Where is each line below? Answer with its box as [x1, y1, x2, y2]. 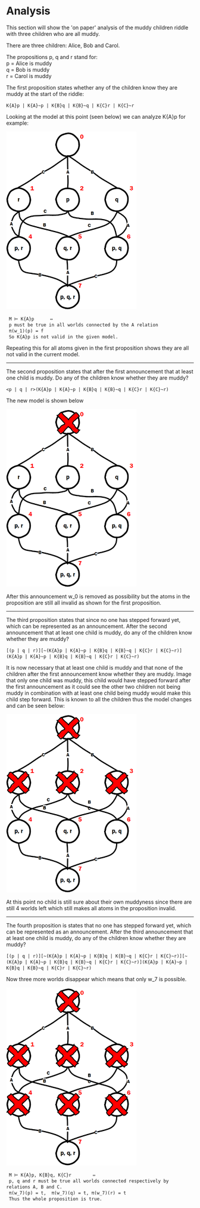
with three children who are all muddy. [6, 30, 100, 37]
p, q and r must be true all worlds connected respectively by [8, 1178, 169, 1184]
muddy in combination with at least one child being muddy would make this [6, 689, 191, 697]
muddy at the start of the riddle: [6, 90, 85, 97]
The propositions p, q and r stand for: [6, 53, 98, 60]
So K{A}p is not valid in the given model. [8, 334, 118, 340]
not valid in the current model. [6, 351, 80, 358]
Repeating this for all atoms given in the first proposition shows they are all [6, 344, 189, 352]
